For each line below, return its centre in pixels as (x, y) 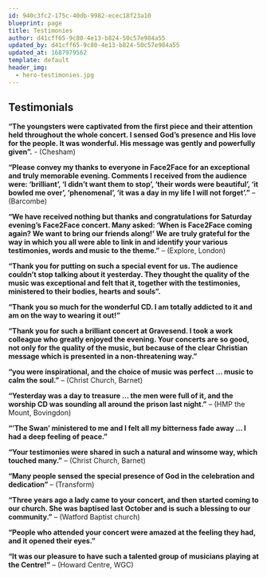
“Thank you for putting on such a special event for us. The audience (123, 266)
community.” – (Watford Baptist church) (75, 517)
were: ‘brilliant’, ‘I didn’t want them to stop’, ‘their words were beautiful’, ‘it (133, 184)
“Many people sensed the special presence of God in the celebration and (132, 476)
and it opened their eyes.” (52, 541)
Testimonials (41, 107)
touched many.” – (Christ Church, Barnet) (77, 460)
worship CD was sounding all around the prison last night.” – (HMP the (127, 405)
